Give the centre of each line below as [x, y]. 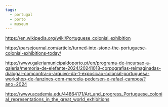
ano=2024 [16, 84]
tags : [11, 10]
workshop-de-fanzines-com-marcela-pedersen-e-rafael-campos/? [75, 79]
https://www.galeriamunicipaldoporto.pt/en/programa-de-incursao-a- [78, 63]
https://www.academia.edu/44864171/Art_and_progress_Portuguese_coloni [84, 94]
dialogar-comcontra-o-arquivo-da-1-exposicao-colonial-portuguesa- [77, 74]
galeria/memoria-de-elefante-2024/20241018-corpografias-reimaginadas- [83, 68]
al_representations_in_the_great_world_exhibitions [57, 99]
